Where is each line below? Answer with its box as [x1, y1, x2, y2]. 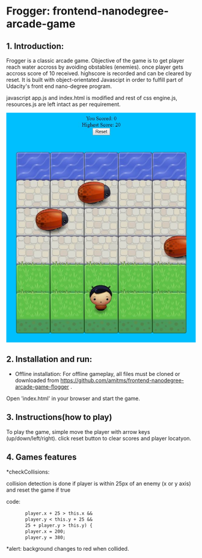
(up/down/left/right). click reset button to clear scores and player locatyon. [6, 434, 191, 442]
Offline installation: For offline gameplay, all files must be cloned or [14, 370, 180, 377]
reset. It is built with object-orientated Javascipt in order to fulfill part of [6, 77, 183, 83]
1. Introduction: [6, 41, 64, 51]
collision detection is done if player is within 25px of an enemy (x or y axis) [6, 480, 191, 487]
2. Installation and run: [6, 354, 93, 365]
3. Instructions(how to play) [6, 412, 112, 422]
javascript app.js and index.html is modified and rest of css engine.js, [6, 95, 177, 101]
